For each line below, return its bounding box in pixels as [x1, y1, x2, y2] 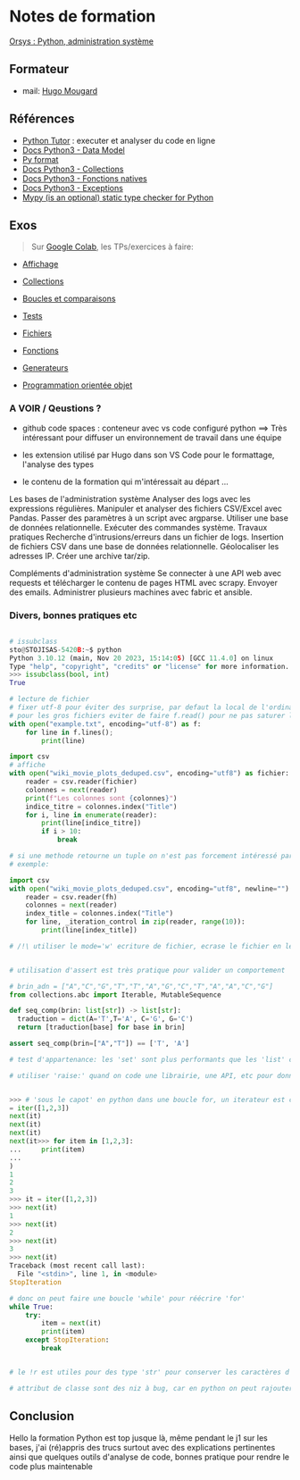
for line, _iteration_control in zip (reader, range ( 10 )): [25, 917, 246, 926]
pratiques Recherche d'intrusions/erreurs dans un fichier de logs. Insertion [9, 531, 284, 542]
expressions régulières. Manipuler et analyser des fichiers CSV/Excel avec [9, 503, 283, 514]
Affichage [21, 259, 59, 270]
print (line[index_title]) [41, 926, 138, 935]
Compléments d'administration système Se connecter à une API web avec [9, 567, 282, 578]
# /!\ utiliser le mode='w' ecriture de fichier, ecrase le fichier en [9, 941, 281, 950]
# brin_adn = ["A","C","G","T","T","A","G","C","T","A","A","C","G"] [9, 982, 274, 991]
